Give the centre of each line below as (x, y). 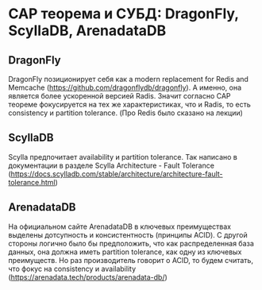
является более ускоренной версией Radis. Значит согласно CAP (120, 96)
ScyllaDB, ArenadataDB (87, 31)
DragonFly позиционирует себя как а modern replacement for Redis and (128, 79)
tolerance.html (32, 182)
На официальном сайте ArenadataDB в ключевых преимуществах (120, 226)
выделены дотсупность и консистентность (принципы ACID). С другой (128, 234)
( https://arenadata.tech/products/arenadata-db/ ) (88, 277)
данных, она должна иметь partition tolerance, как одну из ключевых (125, 252)
